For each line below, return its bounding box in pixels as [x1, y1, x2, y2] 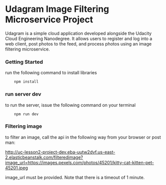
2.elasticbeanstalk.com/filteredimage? [5, 154, 83, 160]
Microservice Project [5, 14, 93, 25]
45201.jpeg [5, 165, 28, 171]
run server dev [5, 91, 42, 97]
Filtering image [5, 123, 42, 130]
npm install [14, 79, 39, 85]
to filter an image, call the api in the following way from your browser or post [5, 134, 161, 140]
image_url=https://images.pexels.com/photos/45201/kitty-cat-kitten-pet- [5, 159, 155, 165]
